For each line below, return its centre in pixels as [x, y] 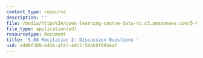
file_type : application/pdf [42, 29]
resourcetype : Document [36, 34]
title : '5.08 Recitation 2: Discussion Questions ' [72, 40]
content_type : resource [36, 12]
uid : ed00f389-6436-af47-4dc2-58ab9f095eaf [62, 46]
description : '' [27, 18]
